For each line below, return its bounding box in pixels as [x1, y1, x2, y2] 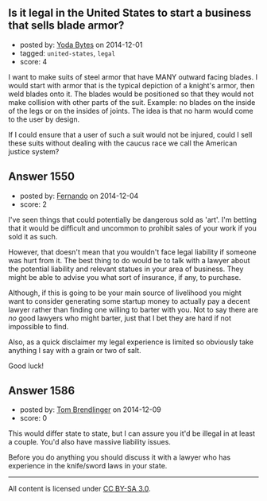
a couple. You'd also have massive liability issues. [8, 437, 171, 447]
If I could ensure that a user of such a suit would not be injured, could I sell [8, 130, 253, 139]
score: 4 [19, 56, 48, 66]
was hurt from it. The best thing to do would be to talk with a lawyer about [8, 255, 250, 265]
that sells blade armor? [8, 19, 125, 33]
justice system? [8, 146, 60, 156]
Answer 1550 [8, 170, 75, 184]
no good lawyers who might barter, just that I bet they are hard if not [8, 313, 232, 323]
